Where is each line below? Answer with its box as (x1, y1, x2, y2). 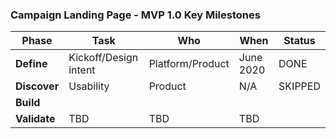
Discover (15, 79, 60, 93)
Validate (15, 112, 56, 126)
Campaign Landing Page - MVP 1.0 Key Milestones (10, 8, 261, 22)
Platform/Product (148, 57, 230, 71)
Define (15, 57, 48, 71)
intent (68, 63, 96, 77)
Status (283, 34, 316, 48)
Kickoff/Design (68, 51, 139, 65)
